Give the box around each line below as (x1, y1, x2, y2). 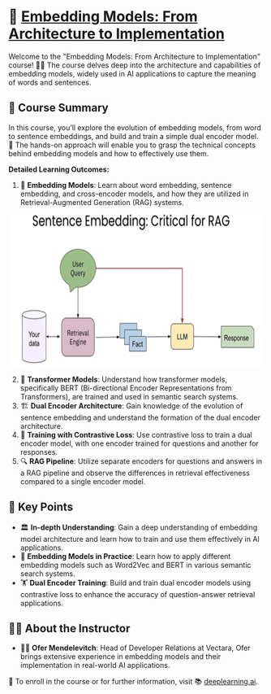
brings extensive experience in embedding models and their (19, 652, 222, 661)
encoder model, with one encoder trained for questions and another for (19, 439, 260, 448)
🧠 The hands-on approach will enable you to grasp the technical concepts (8, 140, 256, 150)
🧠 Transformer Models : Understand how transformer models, (19, 374, 227, 384)
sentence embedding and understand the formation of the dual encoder (19, 412, 261, 422)
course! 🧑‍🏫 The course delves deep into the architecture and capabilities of (8, 60, 261, 70)
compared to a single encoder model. (19, 476, 146, 487)
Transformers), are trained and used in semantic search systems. (19, 391, 239, 401)
